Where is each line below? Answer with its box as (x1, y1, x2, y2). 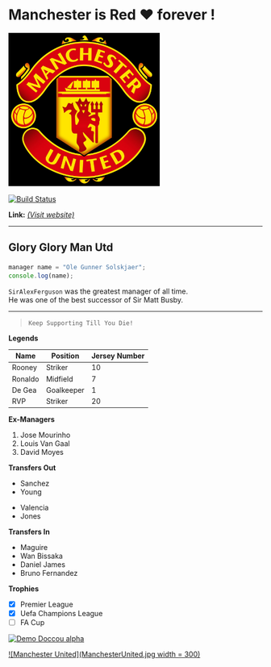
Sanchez (19, 478, 50, 488)
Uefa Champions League (19, 608, 103, 618)
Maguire (19, 542, 48, 552)
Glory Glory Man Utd (8, 240, 114, 255)
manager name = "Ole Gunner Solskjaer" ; (8, 263, 147, 271)
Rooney (11, 363, 38, 373)
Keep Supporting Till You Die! (27, 319, 134, 327)
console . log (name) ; (8, 272, 74, 280)
